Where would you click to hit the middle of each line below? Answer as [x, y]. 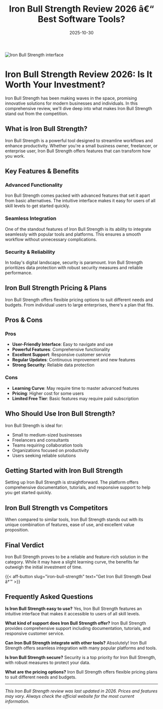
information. [17, 701]
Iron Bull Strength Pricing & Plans [56, 288]
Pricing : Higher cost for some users [48, 393]
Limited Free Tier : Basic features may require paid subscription [75, 398]
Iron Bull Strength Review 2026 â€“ [81, 9]
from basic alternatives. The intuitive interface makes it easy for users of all [80, 201]
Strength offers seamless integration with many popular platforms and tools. [81, 648]
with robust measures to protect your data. [48, 662]
